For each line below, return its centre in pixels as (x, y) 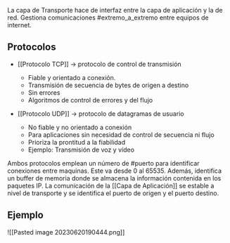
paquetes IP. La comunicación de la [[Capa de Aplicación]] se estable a (111, 185)
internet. (19, 25)
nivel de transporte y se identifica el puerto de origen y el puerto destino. (113, 193)
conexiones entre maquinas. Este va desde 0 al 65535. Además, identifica (115, 171)
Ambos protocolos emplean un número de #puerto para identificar (103, 163)
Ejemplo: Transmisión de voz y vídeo (81, 150)
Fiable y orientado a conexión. (72, 77)
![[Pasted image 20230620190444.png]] (66, 232)
